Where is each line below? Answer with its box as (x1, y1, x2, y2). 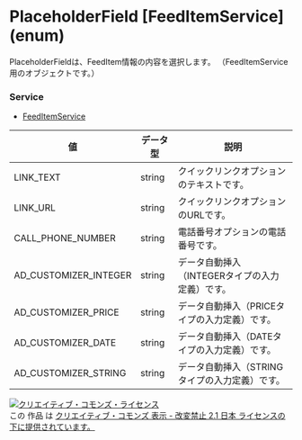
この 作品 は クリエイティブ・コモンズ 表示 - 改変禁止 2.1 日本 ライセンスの (9, 410, 286, 421)
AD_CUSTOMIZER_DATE (13, 337, 117, 349)
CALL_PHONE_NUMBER (13, 232, 116, 245)
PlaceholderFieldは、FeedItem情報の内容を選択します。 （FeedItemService (9, 56, 289, 67)
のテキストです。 (177, 178, 249, 191)
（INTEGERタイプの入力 (177, 270, 280, 283)
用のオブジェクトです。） (9, 67, 100, 78)
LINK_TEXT (13, 171, 61, 184)
